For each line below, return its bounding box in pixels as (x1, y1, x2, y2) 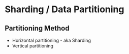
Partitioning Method (5, 24, 70, 33)
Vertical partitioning (12, 43, 54, 49)
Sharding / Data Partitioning (5, 4, 124, 15)
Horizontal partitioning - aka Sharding (12, 37, 91, 43)
